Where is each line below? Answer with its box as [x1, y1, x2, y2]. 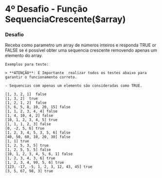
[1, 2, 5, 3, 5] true [5, 143, 49, 148]
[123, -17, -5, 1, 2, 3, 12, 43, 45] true [5, 164, 92, 169]
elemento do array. [5, 53, 43, 59]
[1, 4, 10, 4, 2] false [5, 113, 54, 118]
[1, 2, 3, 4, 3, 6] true [5, 156, 55, 161]
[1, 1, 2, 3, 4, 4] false [5, 109, 57, 114]
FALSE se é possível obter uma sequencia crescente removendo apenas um [5, 47, 157, 53]
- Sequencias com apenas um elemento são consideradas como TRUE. [5, 83, 143, 88]
